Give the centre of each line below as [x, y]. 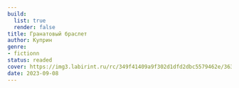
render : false [34, 27]
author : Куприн [30, 40]
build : [17, 14]
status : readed [30, 60]
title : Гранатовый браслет [47, 34]
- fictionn [23, 54]
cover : [17, 67]
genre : [17, 47]
